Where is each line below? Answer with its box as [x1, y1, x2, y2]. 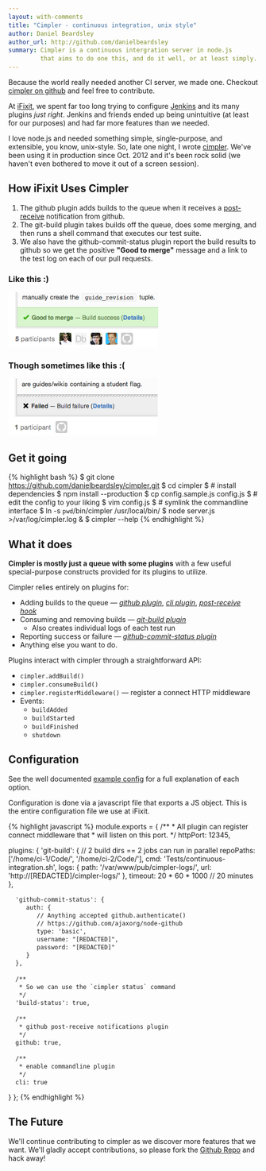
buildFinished [31, 723, 79, 731]
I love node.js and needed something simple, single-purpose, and [8, 133, 223, 143]
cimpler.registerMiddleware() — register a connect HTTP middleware [19, 688, 251, 698]
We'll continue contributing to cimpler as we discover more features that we [8, 1136, 256, 1146]
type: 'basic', [37, 927, 87, 935]
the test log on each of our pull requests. [19, 253, 153, 263]
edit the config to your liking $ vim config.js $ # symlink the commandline [8, 497, 249, 508]
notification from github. [46, 211, 125, 221]
